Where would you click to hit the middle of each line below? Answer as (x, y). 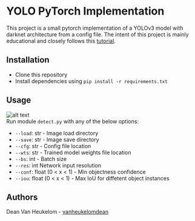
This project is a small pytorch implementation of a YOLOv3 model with (95, 28)
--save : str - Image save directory (57, 139)
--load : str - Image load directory (57, 133)
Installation (28, 60)
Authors (22, 197)
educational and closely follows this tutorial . (61, 41)
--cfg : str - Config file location (53, 146)
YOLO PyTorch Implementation (85, 11)
